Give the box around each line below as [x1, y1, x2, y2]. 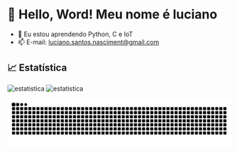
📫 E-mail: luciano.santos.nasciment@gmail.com [17, 38, 160, 46]
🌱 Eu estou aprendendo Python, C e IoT [17, 30, 133, 38]
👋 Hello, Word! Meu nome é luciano [7, 6, 218, 23]
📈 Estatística [7, 62, 67, 74]
